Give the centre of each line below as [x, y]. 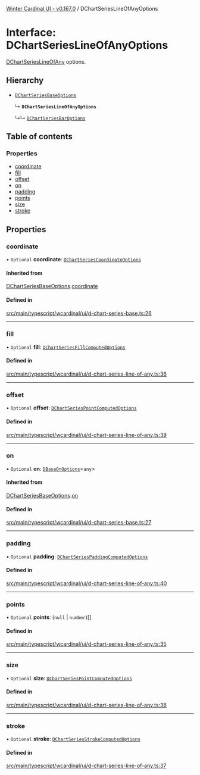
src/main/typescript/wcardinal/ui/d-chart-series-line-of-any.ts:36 [87, 374]
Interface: [31, 33]
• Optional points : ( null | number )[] [49, 617]
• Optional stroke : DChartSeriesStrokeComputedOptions [74, 739]
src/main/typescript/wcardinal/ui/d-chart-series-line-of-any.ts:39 [87, 435]
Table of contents [39, 137]
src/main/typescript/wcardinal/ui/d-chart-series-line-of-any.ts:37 [86, 766]
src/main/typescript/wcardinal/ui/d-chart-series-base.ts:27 [79, 523]
